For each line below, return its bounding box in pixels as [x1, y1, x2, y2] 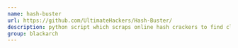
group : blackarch [7, 30, 59, 37]
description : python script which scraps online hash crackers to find [7, 23, 223, 30]
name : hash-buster [7, 10, 62, 18]
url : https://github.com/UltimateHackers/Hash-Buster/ [7, 17, 173, 24]
